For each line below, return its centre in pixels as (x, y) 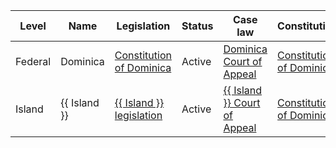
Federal (33, 61)
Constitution (143, 55)
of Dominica (143, 67)
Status (197, 26)
